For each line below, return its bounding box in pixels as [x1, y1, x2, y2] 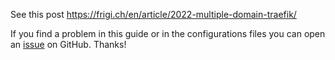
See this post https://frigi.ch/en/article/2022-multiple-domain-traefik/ [10, 9, 297, 20]
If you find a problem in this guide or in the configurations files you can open [10, 28, 326, 39]
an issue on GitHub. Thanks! [10, 39, 127, 50]
